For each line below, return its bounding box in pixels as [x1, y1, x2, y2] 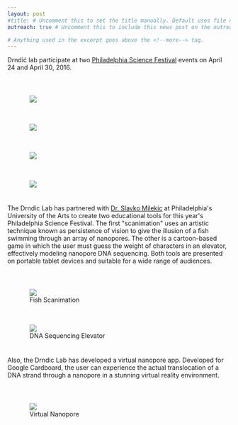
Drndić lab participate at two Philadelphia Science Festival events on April [7, 56, 222, 64]
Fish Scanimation [29, 295, 80, 305]
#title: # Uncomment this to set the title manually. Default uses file [7, 17, 227, 24]
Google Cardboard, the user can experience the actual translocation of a [7, 363, 220, 372]
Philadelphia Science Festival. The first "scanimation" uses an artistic [7, 219, 210, 227]
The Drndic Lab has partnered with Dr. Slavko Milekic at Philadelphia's [7, 204, 212, 212]
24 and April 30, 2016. [7, 63, 72, 72]
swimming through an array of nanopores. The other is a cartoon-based [7, 234, 217, 243]
